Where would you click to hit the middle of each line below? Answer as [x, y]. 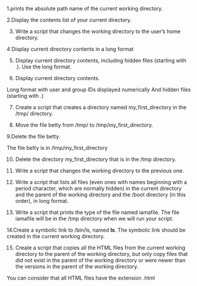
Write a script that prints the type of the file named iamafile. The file [97, 212]
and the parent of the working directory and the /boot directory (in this [100, 195]
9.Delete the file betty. [34, 136]
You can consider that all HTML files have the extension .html [81, 278]
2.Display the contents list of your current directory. [69, 20]
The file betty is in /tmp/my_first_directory [57, 148]
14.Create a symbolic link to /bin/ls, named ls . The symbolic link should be [96, 230]
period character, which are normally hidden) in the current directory [98, 188]
